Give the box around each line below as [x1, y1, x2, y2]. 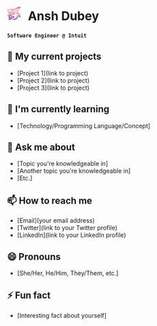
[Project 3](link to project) [16, 84, 90, 92]
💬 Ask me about [7, 141, 75, 153]
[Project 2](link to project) [16, 76, 90, 84]
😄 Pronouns [7, 251, 61, 262]
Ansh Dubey [27, 8, 100, 24]
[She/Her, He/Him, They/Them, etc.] [16, 269, 119, 277]
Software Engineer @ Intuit [7, 32, 87, 39]
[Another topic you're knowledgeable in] [16, 167, 131, 175]
